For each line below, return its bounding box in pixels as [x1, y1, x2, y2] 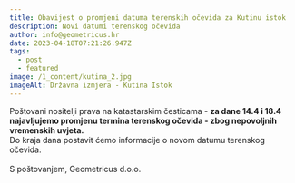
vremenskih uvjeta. [9, 124, 84, 136]
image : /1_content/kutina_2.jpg [9, 72, 132, 82]
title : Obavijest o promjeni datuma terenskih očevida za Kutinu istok [9, 13, 286, 23]
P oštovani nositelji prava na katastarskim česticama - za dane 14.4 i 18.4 [9, 105, 282, 116]
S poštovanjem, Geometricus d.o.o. [9, 163, 142, 174]
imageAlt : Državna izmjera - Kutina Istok [9, 81, 172, 90]
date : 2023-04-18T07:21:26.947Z [9, 38, 132, 48]
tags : [9, 47, 30, 56]
